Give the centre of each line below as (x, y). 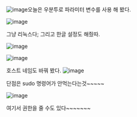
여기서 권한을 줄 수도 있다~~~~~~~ (48, 108)
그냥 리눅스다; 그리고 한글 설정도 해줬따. (53, 34)
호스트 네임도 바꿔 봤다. (34, 70)
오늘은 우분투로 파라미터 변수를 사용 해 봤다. (79, 9)
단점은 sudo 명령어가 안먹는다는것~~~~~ (55, 83)
